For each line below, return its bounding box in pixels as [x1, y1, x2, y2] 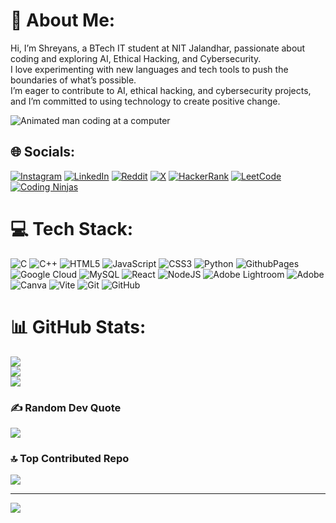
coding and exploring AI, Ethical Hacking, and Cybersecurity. [10, 52, 262, 64]
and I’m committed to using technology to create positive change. [10, 95, 281, 107]
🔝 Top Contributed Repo [10, 451, 130, 465]
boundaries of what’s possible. [10, 74, 137, 86]
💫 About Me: [10, 9, 116, 32]
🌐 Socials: [10, 144, 76, 161]
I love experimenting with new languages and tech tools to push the [10, 63, 289, 75]
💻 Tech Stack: [10, 217, 134, 240]
